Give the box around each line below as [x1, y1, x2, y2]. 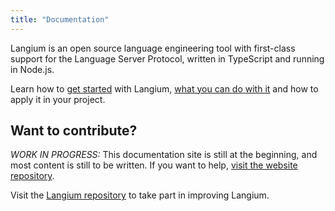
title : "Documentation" [10, 14, 110, 25]
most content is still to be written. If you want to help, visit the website [10, 159, 298, 171]
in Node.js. [10, 63, 55, 75]
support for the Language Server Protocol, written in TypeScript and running [10, 52, 325, 65]
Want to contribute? [10, 122, 138, 140]
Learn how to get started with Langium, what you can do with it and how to [10, 82, 319, 95]
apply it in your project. [10, 93, 106, 105]
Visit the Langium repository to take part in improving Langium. [10, 189, 270, 201]
